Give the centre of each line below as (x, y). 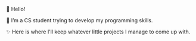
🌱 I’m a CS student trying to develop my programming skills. (80, 20)
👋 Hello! (16, 9)
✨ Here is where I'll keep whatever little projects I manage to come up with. (98, 32)
